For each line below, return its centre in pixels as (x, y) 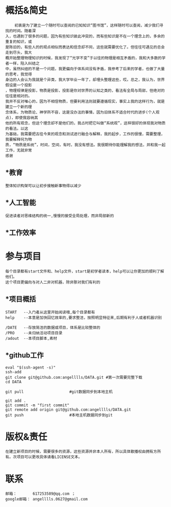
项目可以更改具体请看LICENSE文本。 (50, 457)
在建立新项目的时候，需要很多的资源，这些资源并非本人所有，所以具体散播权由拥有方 (81, 452)
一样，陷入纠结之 (24, 63)
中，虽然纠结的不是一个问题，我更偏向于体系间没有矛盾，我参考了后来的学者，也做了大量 (85, 69)
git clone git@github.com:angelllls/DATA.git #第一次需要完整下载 (74, 377)
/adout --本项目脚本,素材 (31, 338)
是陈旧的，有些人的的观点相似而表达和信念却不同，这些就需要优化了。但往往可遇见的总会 (85, 47)
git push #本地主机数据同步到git (59, 415)
